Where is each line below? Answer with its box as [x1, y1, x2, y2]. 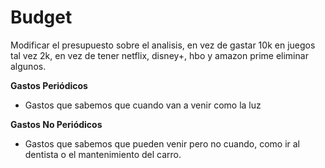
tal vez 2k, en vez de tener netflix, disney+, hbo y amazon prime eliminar [10, 49, 309, 61]
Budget [10, 6, 73, 29]
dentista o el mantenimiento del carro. [24, 148, 182, 160]
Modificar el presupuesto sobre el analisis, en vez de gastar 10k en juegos [10, 39, 316, 51]
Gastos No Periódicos [10, 118, 103, 130]
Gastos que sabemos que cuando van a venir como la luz [24, 99, 262, 111]
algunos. [10, 60, 47, 72]
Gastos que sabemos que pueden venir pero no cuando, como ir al [24, 137, 301, 150]
